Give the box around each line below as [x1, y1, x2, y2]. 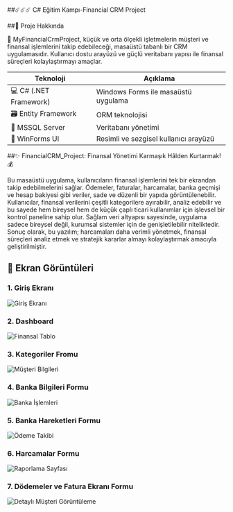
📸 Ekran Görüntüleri [7, 262, 94, 274]
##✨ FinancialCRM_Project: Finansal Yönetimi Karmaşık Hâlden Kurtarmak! [7, 152, 221, 160]
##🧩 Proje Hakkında [7, 22, 64, 30]
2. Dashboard [7, 316, 54, 326]
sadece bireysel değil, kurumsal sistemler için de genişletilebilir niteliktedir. [7, 221, 221, 228]
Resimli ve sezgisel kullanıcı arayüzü [96, 134, 215, 144]
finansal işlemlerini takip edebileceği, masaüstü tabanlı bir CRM [7, 42, 188, 51]
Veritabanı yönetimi [96, 123, 159, 132]
